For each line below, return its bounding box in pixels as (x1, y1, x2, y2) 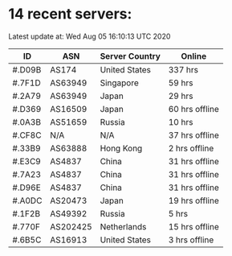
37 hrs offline (168, 130, 219, 141)
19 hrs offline (168, 195, 219, 206)
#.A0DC (12, 195, 43, 206)
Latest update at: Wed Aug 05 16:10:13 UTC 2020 (8, 31, 171, 41)
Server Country (100, 50, 161, 61)
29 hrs (168, 90, 193, 101)
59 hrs (168, 77, 193, 89)
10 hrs (168, 116, 193, 127)
